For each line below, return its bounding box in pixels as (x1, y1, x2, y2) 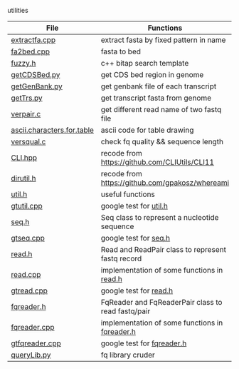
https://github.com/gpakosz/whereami (100, 178, 230, 188)
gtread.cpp (11, 285, 48, 295)
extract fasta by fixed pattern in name (100, 35, 226, 45)
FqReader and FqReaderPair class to (100, 298, 223, 307)
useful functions (100, 189, 155, 199)
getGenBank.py (11, 81, 63, 91)
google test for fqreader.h (100, 338, 187, 348)
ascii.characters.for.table (11, 125, 95, 135)
